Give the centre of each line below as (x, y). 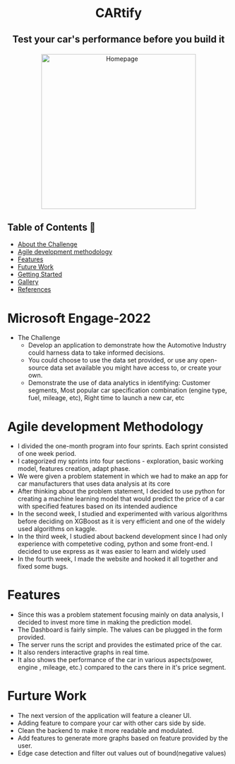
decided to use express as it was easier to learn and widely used (112, 552)
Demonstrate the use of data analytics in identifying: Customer (119, 383)
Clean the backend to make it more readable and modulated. (106, 731)
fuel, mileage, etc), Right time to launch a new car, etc (106, 398)
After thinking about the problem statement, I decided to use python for (121, 491)
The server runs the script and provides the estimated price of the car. (120, 645)
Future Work (36, 267)
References (34, 290)
